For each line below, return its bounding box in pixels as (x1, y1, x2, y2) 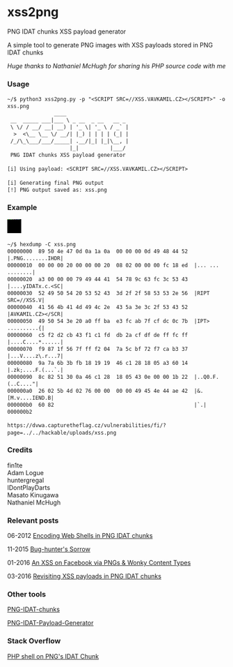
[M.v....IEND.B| (7, 394, 54, 401)
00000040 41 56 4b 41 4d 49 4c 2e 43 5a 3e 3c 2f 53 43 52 (7, 303, 188, 310)
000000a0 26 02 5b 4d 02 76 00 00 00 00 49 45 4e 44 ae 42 (7, 387, 188, 394)
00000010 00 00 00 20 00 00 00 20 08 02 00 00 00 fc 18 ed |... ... (7, 262, 219, 269)
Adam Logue (7, 468, 44, 477)
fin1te (7, 461, 23, 470)
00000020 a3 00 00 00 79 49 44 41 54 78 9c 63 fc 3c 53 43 (7, 276, 188, 283)
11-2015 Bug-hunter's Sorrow (7, 545, 90, 553)
